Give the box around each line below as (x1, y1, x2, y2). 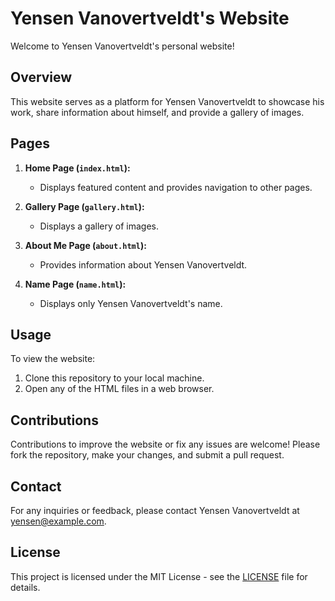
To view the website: (10, 353, 96, 365)
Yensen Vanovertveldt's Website (10, 7, 290, 30)
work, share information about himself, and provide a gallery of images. (10, 106, 305, 118)
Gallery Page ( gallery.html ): (24, 200, 145, 212)
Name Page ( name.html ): (24, 278, 127, 290)
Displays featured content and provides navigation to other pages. (39, 181, 313, 193)
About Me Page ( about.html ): (24, 239, 147, 251)
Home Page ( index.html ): (24, 162, 131, 174)
